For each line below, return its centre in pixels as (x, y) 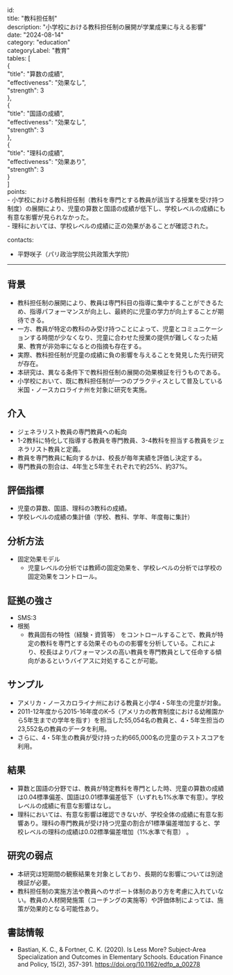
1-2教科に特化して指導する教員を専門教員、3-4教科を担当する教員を (115, 440)
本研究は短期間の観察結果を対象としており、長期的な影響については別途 (120, 874)
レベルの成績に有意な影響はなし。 (66, 805)
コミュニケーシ (201, 329)
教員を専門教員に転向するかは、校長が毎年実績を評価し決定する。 (111, 457)
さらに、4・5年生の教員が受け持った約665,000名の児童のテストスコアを (121, 737)
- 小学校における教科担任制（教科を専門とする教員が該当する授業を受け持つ (115, 200)
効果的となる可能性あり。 (66, 908)
